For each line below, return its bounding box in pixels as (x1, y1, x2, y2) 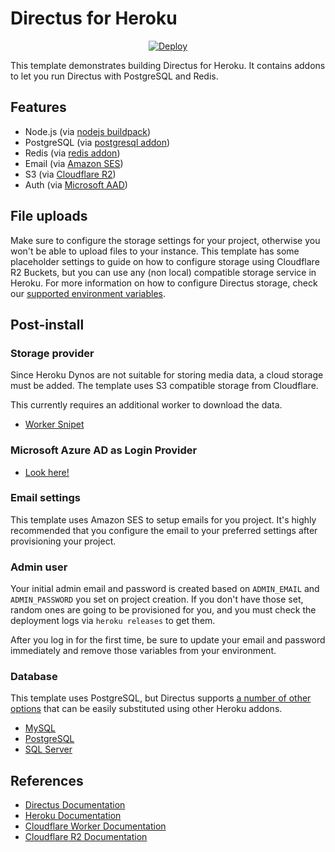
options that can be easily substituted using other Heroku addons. (10, 703, 283, 715)
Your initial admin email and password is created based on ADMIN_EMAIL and (10, 583, 320, 595)
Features (10, 99, 67, 116)
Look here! (24, 466, 70, 478)
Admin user (10, 560, 68, 574)
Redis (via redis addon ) (24, 147, 121, 159)
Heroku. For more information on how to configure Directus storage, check (10, 277, 318, 289)
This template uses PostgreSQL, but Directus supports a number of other (10, 692, 312, 704)
